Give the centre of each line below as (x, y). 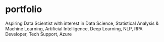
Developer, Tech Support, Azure (39, 34)
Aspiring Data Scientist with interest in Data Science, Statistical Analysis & (82, 23)
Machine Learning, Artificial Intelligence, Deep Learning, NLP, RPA (74, 28)
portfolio (24, 9)
